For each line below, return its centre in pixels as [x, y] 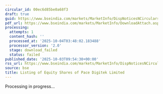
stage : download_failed [33, 50]
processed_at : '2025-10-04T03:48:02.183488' [55, 41]
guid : [10, 18]
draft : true [17, 14]
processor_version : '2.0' [36, 46]
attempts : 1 [22, 32]
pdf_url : [14, 23]
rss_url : [14, 63]
